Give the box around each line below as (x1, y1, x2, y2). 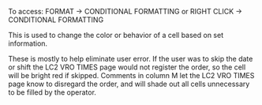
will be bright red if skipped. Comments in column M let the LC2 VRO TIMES (8, 71, 255, 80)
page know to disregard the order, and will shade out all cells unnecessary (8, 79, 250, 88)
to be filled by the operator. (8, 88, 97, 97)
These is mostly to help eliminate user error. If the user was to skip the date (8, 54, 253, 63)
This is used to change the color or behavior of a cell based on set (8, 31, 223, 39)
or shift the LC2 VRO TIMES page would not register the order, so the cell (8, 62, 246, 72)
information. (8, 39, 48, 48)
